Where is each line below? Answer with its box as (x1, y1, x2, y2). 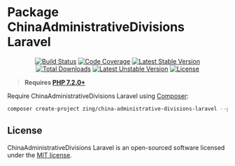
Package (7, 4, 59, 20)
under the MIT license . (7, 151, 72, 159)
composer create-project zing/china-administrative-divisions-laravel (7, 105, 218, 112)
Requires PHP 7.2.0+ (24, 78, 86, 86)
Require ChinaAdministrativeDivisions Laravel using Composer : (7, 92, 189, 100)
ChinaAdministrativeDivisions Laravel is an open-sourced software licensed (7, 143, 225, 151)
